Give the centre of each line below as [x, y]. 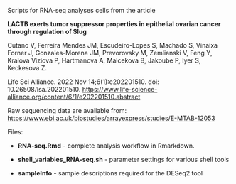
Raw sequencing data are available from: [67, 110]
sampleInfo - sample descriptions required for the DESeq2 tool [110, 173]
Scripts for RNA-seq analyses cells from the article [81, 10]
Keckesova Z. [27, 68]
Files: [15, 132]
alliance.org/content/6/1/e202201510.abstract [74, 97]
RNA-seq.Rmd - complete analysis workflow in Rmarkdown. [106, 146]
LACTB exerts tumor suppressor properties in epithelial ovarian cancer [114, 24]
